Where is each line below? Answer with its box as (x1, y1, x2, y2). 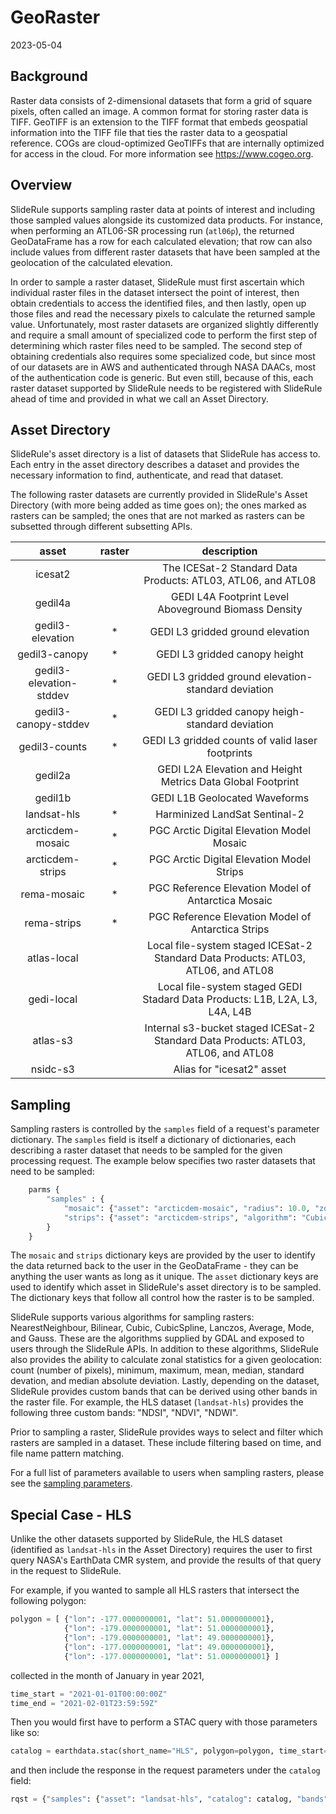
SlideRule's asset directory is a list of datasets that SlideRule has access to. (10, 448, 321, 460)
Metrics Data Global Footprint (160, 775, 300, 789)
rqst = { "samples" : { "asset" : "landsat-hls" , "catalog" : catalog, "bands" (10, 1794, 329, 1805)
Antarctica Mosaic (187, 894, 273, 908)
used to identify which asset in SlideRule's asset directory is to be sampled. (10, 1281, 322, 1293)
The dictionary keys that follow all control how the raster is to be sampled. (10, 1292, 315, 1304)
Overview (10, 177, 73, 194)
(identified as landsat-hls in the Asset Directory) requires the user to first (10, 1544, 313, 1556)
